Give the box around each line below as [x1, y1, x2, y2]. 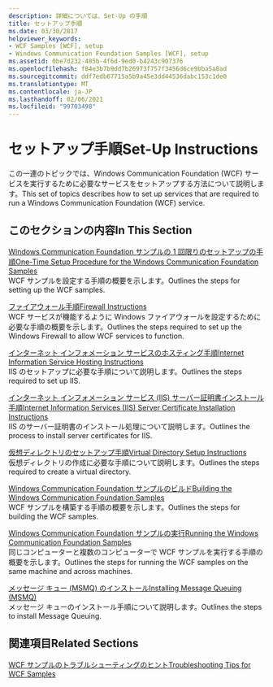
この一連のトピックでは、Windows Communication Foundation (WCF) [8, 168, 243, 179]
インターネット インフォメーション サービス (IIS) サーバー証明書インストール [8, 392, 265, 402]
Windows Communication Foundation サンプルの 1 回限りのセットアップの [8, 246, 257, 256]
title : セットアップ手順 [8, 20, 83, 28]
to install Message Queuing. [8, 611, 102, 620]
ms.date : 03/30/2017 [8, 27, 79, 35]
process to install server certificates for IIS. [8, 430, 153, 440]
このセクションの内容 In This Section [8, 224, 193, 237]
